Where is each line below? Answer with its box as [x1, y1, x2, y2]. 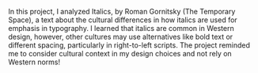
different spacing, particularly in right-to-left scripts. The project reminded [8, 40, 251, 50]
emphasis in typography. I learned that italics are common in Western [8, 24, 235, 33]
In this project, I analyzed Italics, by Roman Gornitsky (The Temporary [8, 7, 236, 16]
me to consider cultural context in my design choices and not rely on [8, 49, 232, 58]
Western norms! [8, 57, 61, 67]
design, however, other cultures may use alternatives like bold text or [8, 32, 233, 41]
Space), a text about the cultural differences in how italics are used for [8, 15, 237, 25]
